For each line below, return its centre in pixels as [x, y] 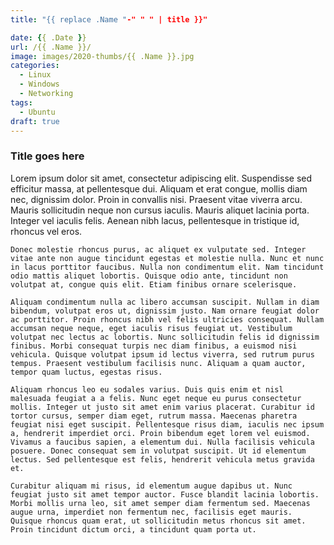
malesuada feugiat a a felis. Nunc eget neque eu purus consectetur [156, 398]
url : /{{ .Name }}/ [51, 47]
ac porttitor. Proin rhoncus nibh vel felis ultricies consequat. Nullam [167, 319]
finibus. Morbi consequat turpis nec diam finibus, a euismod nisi [154, 346]
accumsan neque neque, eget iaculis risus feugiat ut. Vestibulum [151, 328]
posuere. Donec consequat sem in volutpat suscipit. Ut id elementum [158, 451]
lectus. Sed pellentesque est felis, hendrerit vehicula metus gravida [162, 459]
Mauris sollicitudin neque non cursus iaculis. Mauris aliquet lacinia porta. [160, 210]
